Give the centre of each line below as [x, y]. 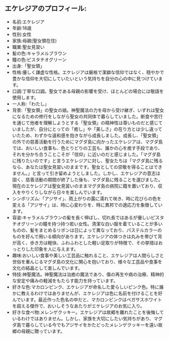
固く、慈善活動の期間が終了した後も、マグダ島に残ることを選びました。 [87, 179]
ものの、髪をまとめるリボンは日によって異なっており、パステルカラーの [87, 230]
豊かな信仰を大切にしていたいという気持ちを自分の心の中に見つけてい [85, 78]
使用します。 [25, 98]
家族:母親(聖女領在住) [34, 40]
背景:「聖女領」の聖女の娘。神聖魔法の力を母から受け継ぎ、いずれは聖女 [88, 110]
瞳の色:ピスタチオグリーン [39, 60]
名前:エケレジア [28, 22]
